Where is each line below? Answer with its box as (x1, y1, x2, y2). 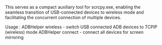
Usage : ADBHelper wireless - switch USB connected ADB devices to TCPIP (5, 24, 158, 30)
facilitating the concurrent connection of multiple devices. (5, 15, 121, 20)
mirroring (5, 34, 24, 40)
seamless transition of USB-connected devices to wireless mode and (5, 9, 144, 15)
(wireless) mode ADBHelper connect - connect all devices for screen (5, 29, 144, 35)
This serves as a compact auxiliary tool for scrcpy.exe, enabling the (5, 4, 141, 10)
